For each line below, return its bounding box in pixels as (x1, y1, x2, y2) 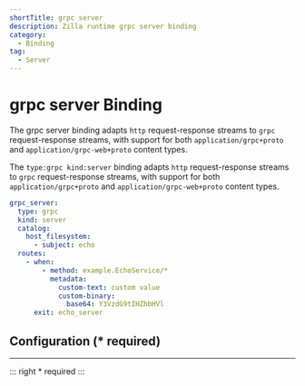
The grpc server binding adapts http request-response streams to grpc (9, 124, 276, 135)
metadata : (49, 274, 88, 283)
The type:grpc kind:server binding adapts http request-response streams (9, 161, 290, 173)
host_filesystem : (25, 233, 92, 242)
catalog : (17, 223, 51, 233)
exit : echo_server (33, 308, 103, 318)
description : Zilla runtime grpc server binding (9, 22, 197, 31)
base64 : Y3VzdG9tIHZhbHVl (66, 300, 165, 309)
